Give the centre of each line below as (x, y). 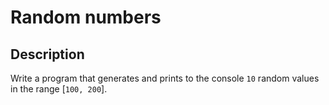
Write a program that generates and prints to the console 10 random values (165, 78)
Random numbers (86, 17)
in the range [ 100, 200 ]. (59, 89)
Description (47, 54)
